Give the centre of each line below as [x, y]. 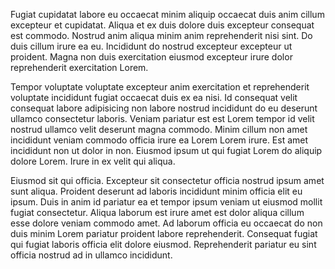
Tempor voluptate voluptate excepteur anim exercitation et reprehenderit [160, 87]
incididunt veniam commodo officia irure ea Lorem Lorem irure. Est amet [159, 140]
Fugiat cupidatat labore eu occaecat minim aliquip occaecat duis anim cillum [167, 14]
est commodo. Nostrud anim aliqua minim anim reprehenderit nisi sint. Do [161, 35]
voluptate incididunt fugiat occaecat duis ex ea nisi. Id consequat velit [154, 97]
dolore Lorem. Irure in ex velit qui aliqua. [93, 161]
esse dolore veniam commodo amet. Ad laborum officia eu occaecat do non [166, 223]
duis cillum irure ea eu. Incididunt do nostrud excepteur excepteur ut [151, 46]
